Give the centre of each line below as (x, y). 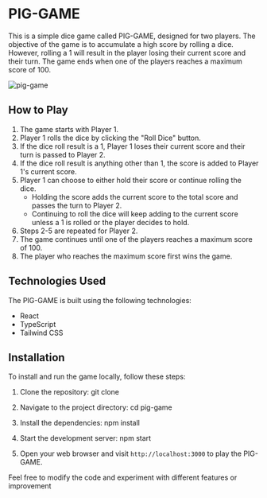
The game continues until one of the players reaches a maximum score (136, 239)
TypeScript (38, 324)
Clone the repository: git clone (69, 392)
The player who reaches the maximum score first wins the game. (126, 256)
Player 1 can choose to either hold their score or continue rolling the (131, 180)
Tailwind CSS (41, 333)
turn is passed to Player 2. (62, 154)
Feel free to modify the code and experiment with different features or (123, 477)
